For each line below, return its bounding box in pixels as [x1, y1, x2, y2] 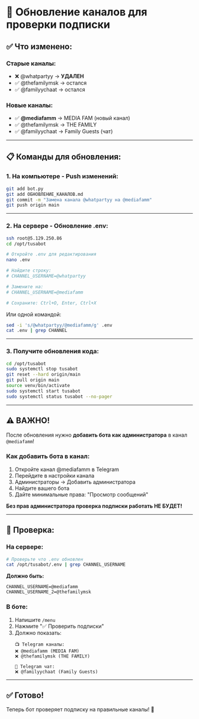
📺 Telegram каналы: [14, 641, 65, 647]
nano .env [6, 257, 31, 263]
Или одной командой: [6, 311, 62, 318]
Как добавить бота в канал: [6, 452, 90, 460]
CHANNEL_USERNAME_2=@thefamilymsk [6, 589, 92, 595]
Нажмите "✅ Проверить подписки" [14, 623, 105, 630]
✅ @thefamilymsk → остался [14, 79, 87, 86]
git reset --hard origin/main [6, 372, 81, 378]
